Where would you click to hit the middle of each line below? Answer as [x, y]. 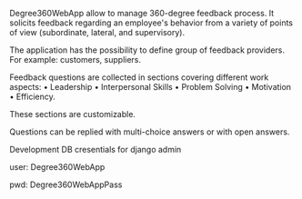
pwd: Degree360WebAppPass [66, 184]
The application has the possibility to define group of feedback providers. [147, 50]
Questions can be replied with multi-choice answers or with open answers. [150, 132]
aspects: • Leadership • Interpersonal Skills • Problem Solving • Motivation [151, 87]
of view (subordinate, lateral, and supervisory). [97, 32]
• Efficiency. [33, 96]
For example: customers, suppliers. [75, 60]
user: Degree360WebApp [57, 167]
